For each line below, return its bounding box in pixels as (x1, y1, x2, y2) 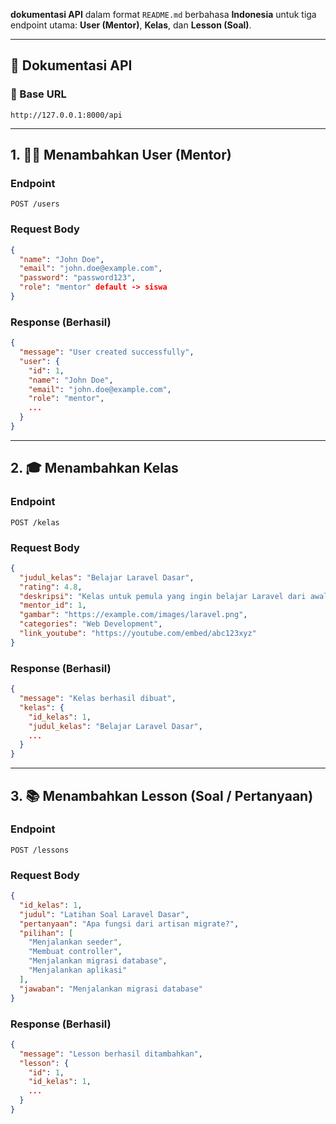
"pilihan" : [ (19, 928, 74, 938)
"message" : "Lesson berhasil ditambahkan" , (19, 1049, 203, 1059)
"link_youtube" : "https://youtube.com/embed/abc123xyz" (19, 629, 257, 639)
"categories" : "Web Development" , (19, 619, 163, 629)
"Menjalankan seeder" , (28, 937, 123, 948)
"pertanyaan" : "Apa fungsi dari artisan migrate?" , (19, 919, 240, 929)
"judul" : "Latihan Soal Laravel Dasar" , (19, 909, 190, 919)
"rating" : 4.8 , (19, 582, 83, 592)
